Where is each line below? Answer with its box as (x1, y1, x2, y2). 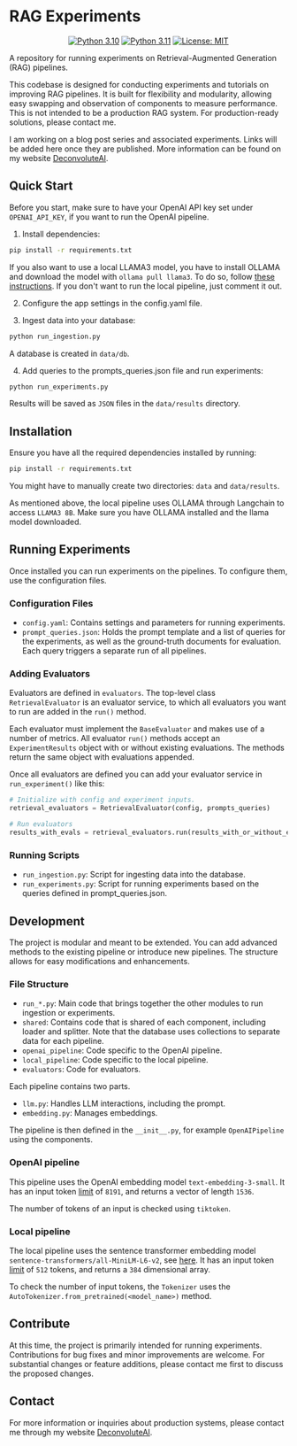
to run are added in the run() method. (9, 707, 147, 717)
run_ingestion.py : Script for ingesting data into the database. (21, 870, 246, 880)
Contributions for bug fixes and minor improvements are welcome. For (9, 1349, 265, 1360)
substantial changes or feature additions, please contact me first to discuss (9, 1358, 284, 1369)
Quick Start (9, 179, 73, 194)
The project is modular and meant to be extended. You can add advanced (9, 937, 278, 948)
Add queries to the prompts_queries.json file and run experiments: (21, 365, 263, 375)
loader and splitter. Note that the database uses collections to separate (21, 1026, 281, 1037)
